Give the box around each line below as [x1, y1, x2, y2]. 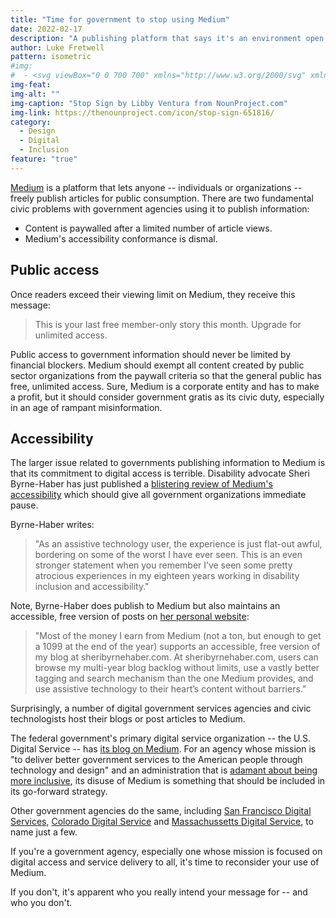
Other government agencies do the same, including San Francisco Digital [10, 805, 312, 817]
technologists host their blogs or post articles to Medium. [10, 713, 246, 725]
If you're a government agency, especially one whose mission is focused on [10, 846, 323, 858]
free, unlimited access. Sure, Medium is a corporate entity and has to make [10, 380, 320, 392]
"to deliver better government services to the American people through [10, 754, 303, 766]
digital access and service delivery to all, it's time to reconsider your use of [10, 856, 320, 868]
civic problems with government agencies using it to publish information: [10, 202, 310, 215]
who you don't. [10, 897, 73, 909]
